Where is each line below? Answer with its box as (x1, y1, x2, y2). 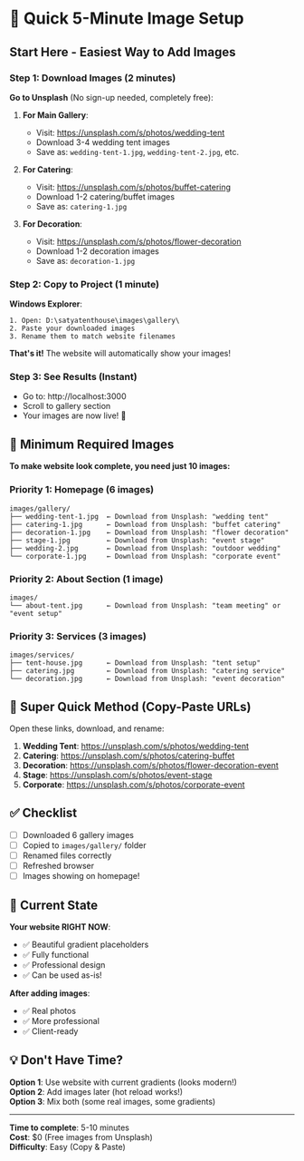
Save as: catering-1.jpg (35, 200, 128, 211)
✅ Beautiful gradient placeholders (22, 939, 149, 950)
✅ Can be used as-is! (22, 970, 102, 981)
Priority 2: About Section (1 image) (9, 572, 164, 585)
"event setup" (9, 609, 63, 618)
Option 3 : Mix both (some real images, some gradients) (9, 1096, 216, 1107)
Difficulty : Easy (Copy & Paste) (9, 1141, 127, 1152)
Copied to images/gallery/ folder (22, 839, 147, 851)
